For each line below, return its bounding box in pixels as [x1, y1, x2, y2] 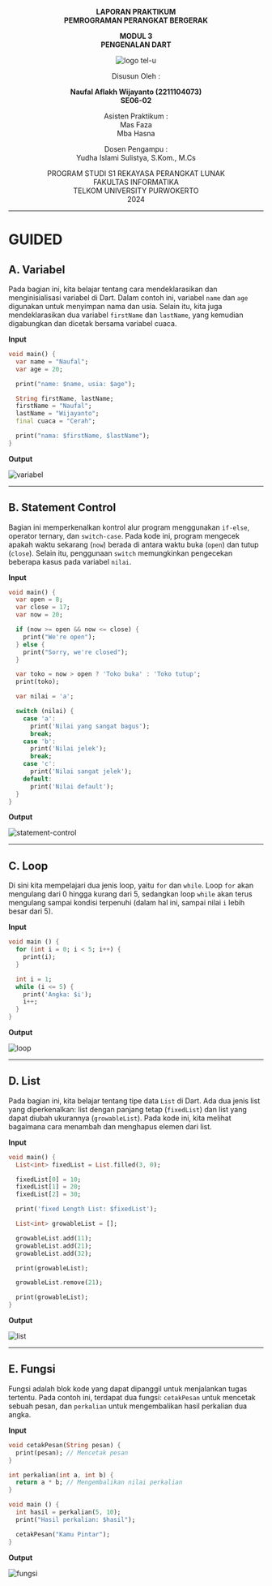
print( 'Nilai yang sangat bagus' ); [29, 722, 151, 730]
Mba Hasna [117, 129, 155, 138]
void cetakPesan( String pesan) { [8, 1441, 121, 1449]
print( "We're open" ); [23, 633, 96, 641]
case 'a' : [23, 714, 57, 723]
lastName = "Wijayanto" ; [15, 410, 100, 418]
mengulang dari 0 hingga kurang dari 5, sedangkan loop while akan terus [8, 889, 253, 899]
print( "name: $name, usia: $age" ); [15, 380, 136, 388]
